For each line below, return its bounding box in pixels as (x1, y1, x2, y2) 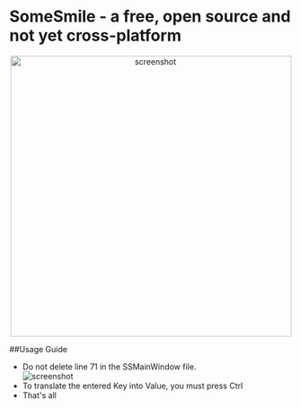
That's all (22, 389, 57, 401)
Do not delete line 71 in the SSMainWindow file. (22, 361, 197, 372)
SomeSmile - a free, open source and (9, 6, 291, 27)
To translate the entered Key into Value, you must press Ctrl (22, 380, 243, 391)
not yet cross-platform (9, 25, 181, 46)
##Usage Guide (9, 343, 67, 354)
